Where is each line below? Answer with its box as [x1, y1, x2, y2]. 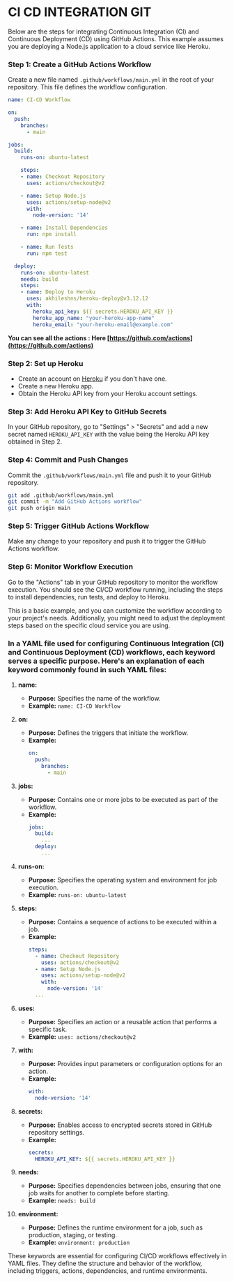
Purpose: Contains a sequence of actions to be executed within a [28, 917, 217, 926]
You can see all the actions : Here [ [8, 333, 110, 342]
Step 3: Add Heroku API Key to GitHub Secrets [8, 407, 167, 416]
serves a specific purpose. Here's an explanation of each [8, 656, 205, 666]
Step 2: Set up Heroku [8, 358, 84, 368]
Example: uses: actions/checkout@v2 [28, 1032, 136, 1041]
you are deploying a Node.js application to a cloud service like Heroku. [8, 42, 211, 50]
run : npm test [26, 249, 68, 257]
